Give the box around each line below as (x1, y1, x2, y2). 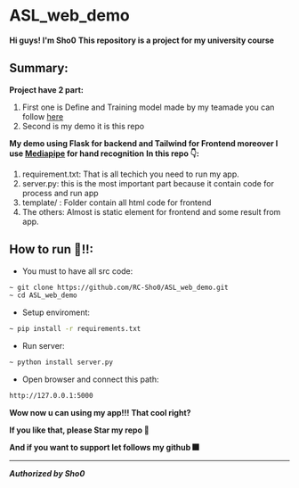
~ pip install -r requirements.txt (9, 325, 141, 334)
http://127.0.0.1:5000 (9, 392, 93, 401)
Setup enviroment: (21, 307, 91, 318)
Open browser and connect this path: (21, 374, 159, 385)
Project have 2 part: (9, 84, 85, 95)
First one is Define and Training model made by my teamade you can (21, 102, 275, 112)
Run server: (21, 341, 65, 352)
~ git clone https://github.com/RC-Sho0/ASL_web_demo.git (9, 283, 229, 292)
